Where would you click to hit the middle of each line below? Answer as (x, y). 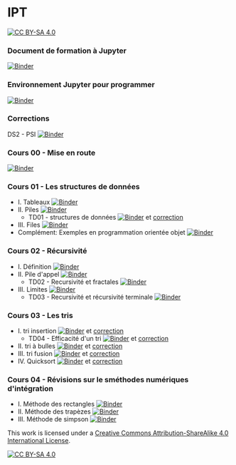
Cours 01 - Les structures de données (74, 187)
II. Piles (28, 210)
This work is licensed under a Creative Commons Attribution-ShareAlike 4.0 (118, 433)
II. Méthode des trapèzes (54, 412)
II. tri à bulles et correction (70, 346)
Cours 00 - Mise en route (52, 153)
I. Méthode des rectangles (56, 404)
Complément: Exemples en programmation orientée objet (102, 232)
